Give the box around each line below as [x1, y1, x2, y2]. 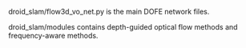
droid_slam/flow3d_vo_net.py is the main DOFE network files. [8, 7, 210, 16]
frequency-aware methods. [8, 31, 99, 40]
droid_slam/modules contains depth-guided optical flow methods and [8, 22, 238, 31]
